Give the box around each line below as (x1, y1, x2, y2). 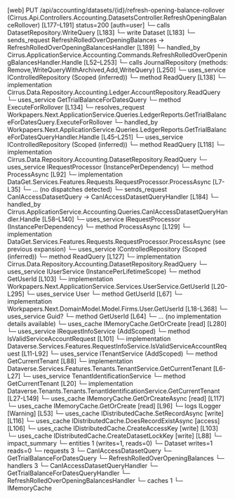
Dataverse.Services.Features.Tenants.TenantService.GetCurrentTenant (7, 365, 212, 372)
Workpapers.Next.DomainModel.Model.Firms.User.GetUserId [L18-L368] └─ (7, 305, 228, 313)
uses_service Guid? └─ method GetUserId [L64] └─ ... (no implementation (7, 312, 222, 320)
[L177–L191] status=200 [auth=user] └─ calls (41, 21, 170, 29)
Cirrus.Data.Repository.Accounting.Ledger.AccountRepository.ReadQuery (7, 88, 221, 96)
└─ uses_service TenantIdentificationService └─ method (22, 372, 186, 380)
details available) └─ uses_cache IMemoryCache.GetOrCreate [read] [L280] (7, 320, 227, 328)
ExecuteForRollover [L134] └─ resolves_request (7, 103, 145, 111)
